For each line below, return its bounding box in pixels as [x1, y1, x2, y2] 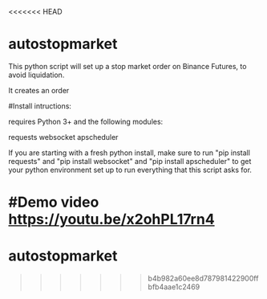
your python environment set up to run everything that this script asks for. [8, 165, 253, 174]
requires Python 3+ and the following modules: [8, 117, 164, 126]
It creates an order [8, 85, 70, 95]
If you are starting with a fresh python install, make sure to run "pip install [8, 148, 251, 158]
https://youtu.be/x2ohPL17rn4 [8, 211, 215, 228]
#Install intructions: [8, 100, 72, 111]
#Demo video [8, 193, 99, 211]
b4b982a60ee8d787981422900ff [148, 273, 259, 284]
